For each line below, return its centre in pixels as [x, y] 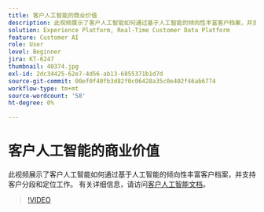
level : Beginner [35, 52]
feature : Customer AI [44, 37]
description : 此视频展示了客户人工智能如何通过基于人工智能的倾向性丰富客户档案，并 [130, 23]
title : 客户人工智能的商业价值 [53, 15]
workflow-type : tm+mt [44, 88]
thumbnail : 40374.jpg [44, 67]
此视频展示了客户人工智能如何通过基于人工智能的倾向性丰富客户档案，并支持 [132, 174]
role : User [26, 45]
